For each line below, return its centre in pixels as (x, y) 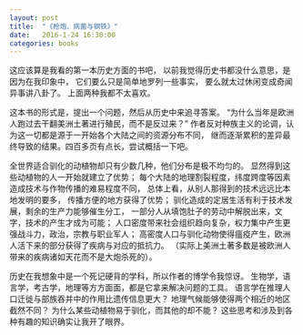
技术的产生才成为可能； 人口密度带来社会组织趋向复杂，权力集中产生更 (158, 223)
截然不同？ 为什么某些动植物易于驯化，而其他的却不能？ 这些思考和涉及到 (147, 310)
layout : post (34, 18)
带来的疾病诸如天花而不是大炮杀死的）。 (83, 257)
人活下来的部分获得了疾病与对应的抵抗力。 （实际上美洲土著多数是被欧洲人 (150, 246)
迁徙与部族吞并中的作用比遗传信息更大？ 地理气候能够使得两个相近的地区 (154, 299)
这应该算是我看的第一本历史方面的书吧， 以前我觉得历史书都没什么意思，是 (150, 70)
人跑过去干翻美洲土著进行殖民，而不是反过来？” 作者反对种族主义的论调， (148, 124)
